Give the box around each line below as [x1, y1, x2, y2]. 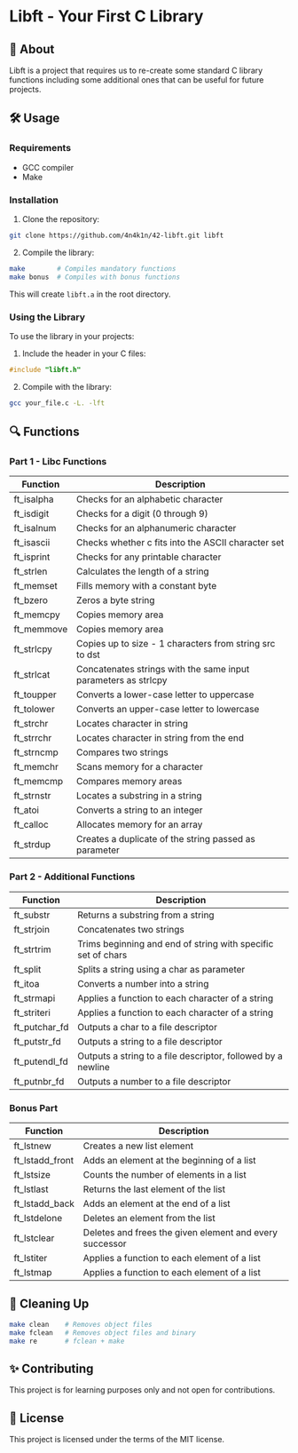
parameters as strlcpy [76, 674, 168, 687]
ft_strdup [13, 838, 51, 851]
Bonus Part [9, 1101, 59, 1114]
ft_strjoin [13, 923, 51, 935]
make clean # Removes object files [9, 1320, 153, 1329]
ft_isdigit [13, 508, 50, 520]
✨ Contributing [9, 1361, 94, 1376]
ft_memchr [13, 761, 59, 774]
